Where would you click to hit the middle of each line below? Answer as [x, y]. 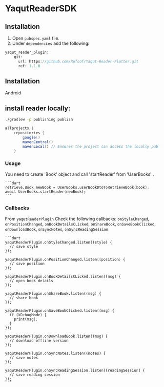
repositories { [29, 133]
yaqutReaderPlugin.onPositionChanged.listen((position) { [65, 259]
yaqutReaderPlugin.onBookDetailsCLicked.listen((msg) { [63, 276]
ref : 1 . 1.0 [29, 66]
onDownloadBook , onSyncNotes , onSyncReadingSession [57, 229]
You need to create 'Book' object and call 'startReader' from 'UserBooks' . [80, 174]
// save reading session [35, 375]
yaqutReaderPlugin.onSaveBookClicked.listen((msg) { [60, 310]
